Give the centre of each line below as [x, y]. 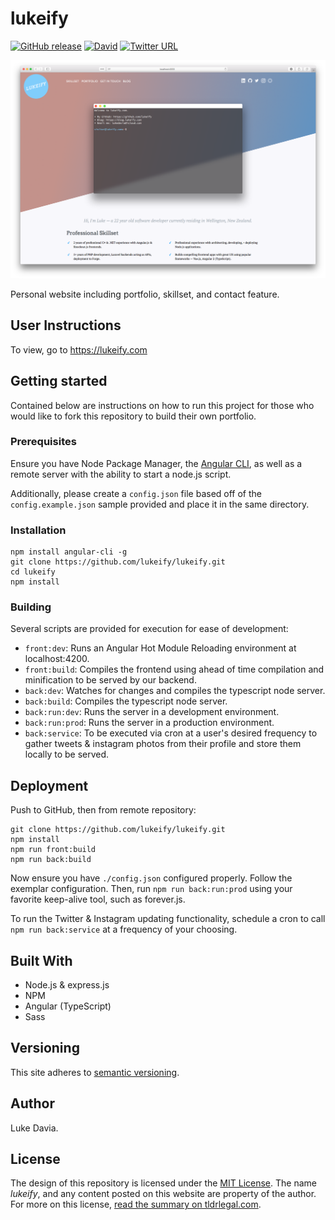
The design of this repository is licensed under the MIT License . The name [163, 1183]
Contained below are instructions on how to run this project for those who [162, 405]
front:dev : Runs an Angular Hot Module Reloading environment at [160, 648]
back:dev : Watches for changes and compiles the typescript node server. [175, 691]
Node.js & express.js [67, 985]
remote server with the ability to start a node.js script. [121, 474]
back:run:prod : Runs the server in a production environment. [149, 723]
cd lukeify [33, 572]
